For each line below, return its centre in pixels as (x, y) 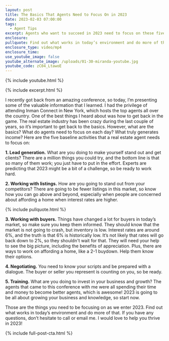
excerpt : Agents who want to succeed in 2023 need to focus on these (80, 33)
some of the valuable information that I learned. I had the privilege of (76, 105)
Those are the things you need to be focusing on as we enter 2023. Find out (84, 307)
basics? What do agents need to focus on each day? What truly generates (82, 132)
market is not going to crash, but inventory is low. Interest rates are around (82, 230)
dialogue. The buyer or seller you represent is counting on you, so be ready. (84, 272)
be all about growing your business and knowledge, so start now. (73, 298)
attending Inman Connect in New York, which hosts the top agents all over (82, 111)
